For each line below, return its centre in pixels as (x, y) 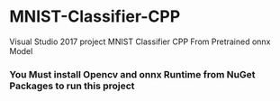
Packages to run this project (72, 86)
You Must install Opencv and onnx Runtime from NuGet (132, 74)
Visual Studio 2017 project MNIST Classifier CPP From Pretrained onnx (140, 41)
